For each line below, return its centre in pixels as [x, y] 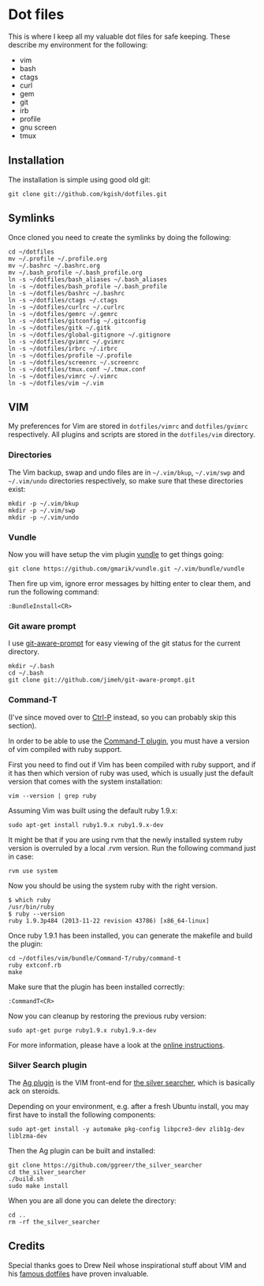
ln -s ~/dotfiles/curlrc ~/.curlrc [67, 307]
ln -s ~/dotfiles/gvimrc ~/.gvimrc [67, 341]
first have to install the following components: [82, 1115]
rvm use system [33, 870]
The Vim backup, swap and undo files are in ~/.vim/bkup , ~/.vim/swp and [127, 472]
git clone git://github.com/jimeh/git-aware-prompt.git [102, 680]
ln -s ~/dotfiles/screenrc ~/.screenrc [74, 362]
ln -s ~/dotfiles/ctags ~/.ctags [63, 300]
